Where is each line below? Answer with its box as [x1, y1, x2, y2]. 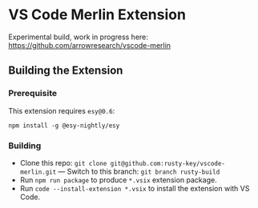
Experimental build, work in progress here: [8, 32, 148, 42]
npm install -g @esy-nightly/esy [8, 122, 120, 130]
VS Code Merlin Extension [8, 6, 187, 24]
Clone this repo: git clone [19, 158, 107, 167]
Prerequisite [8, 88, 58, 99]
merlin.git [19, 168, 57, 176]
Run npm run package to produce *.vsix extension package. [19, 174, 218, 185]
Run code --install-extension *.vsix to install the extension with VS [19, 183, 250, 193]
